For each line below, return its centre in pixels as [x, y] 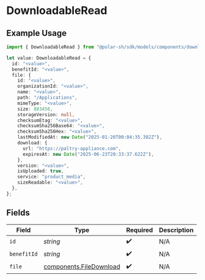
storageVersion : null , [46, 114]
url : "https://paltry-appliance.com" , [72, 149]
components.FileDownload [82, 267]
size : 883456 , [35, 109]
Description [176, 230]
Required [140, 230]
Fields [18, 213]
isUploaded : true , [41, 171]
